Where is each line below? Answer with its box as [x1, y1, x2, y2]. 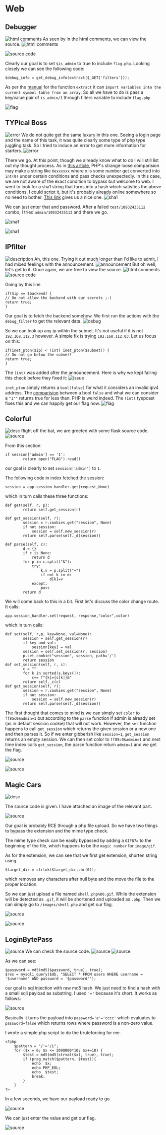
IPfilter [5, 243, 27, 251]
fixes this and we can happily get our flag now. [5, 400, 101, 406]
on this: [5, 338, 21, 344]
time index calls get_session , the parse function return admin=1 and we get [5, 742, 157, 748]
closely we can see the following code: [5, 66, 85, 72]
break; [31, 1074, 46, 1079]
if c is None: [23, 551, 52, 556]
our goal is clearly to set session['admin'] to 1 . [5, 465, 101, 471]
